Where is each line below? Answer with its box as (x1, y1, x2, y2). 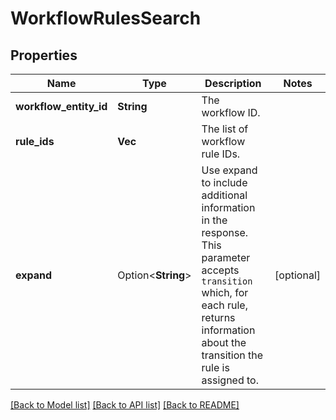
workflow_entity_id (15, 100, 108, 113)
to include (201, 176, 248, 189)
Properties (10, 47, 78, 64)
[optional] (274, 268, 321, 282)
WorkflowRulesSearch (10, 7, 202, 30)
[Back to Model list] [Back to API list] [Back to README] (10, 399, 240, 411)
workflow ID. (201, 106, 261, 119)
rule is (201, 361, 230, 374)
